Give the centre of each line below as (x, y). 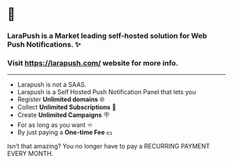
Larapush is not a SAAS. (52, 85)
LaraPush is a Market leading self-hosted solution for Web (107, 36)
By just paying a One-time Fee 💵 (64, 132)
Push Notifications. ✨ (44, 44)
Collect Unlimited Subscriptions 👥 (67, 108)
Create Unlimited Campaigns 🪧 (63, 115)
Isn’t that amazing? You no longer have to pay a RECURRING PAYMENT (109, 146)
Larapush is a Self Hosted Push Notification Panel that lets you (106, 92)
